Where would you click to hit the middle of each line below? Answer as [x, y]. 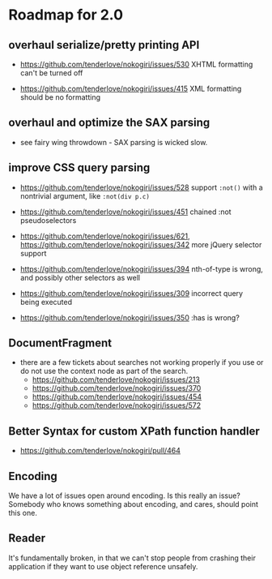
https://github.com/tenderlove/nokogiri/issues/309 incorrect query [132, 293]
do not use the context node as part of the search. [104, 371]
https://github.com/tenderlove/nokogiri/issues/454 [117, 397]
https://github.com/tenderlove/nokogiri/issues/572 [117, 405]
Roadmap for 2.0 [66, 15]
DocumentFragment [60, 343]
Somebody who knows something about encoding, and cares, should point [134, 504]
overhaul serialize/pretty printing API [104, 45]
